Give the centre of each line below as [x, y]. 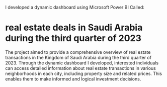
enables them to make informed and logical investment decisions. [73, 79]
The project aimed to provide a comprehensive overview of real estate [78, 52]
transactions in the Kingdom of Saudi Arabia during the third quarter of [78, 57]
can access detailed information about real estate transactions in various [80, 68]
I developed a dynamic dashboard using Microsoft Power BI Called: [75, 7]
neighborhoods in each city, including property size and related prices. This [84, 73]
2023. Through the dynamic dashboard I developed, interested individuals [82, 63]
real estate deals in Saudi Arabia [74, 28]
